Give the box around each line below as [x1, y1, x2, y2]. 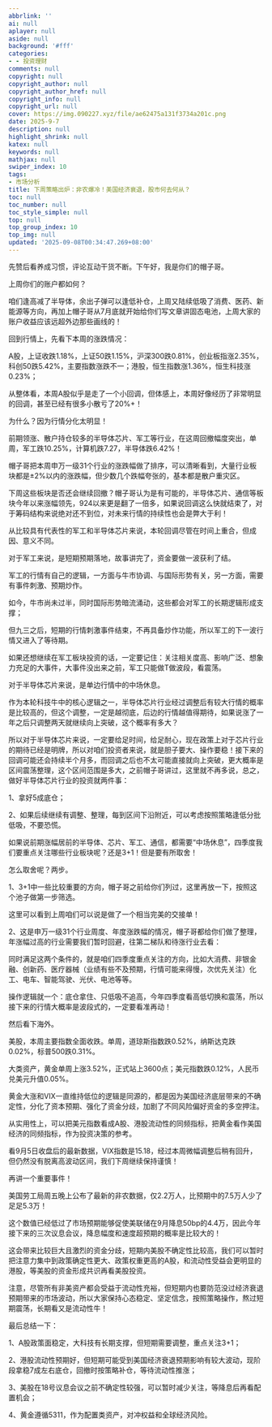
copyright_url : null [8, 102, 79, 110]
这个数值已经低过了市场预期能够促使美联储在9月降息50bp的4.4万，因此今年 [8, 1217, 261, 1227]
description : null [8, 125, 70, 133]
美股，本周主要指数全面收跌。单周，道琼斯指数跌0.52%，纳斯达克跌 [8, 1036, 236, 1046]
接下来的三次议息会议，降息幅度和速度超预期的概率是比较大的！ [8, 1228, 221, 1238]
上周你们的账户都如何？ [8, 279, 87, 288]
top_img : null [8, 231, 57, 240]
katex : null [8, 140, 49, 149]
